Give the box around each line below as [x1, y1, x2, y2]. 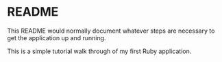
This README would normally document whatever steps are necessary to [7, 27, 215, 35]
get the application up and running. [7, 33, 106, 42]
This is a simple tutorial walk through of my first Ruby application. [7, 47, 192, 55]
